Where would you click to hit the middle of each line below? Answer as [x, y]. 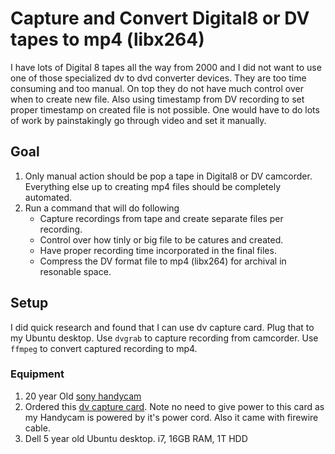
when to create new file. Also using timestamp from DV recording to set [157, 99]
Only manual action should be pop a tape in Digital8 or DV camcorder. [168, 176]
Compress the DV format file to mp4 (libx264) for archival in [163, 261]
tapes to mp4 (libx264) [107, 39]
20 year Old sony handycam [83, 396]
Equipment [37, 374]
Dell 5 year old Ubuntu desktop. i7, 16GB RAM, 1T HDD [136, 438]
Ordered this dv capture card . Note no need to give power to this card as [174, 406]
